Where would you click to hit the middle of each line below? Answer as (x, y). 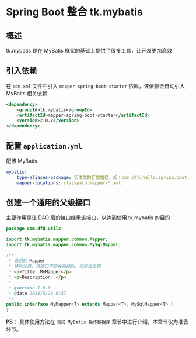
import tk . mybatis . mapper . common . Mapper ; (57, 239)
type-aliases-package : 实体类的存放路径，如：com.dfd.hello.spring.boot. (103, 177)
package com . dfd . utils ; (35, 229)
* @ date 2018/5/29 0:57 (37, 294)
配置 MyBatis (22, 161)
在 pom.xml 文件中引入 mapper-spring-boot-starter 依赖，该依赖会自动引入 (96, 86)
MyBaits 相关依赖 (27, 93)
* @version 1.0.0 (29, 288)
